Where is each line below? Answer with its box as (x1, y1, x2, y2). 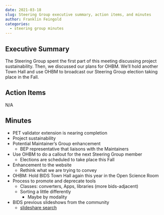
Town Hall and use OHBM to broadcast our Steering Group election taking (5, 68, 158, 74)
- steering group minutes (10, 26, 64, 31)
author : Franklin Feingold (5, 17, 62, 22)
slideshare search (20, 204, 57, 210)
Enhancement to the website (12, 162, 72, 168)
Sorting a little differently (20, 188, 71, 194)
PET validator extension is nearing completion (12, 130, 108, 136)
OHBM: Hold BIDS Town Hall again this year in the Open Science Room (12, 172, 159, 178)
